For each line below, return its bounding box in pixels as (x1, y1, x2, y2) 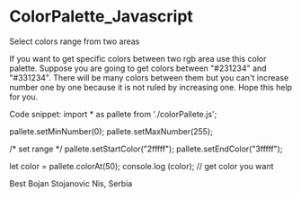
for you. (9, 91, 39, 102)
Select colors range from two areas (9, 36, 140, 47)
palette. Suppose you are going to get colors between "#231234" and (9, 63, 267, 73)
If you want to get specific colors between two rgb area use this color (9, 53, 267, 64)
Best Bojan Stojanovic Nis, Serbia (9, 177, 133, 189)
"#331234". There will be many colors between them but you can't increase (9, 72, 289, 82)
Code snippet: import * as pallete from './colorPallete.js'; (9, 108, 217, 119)
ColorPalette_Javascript (9, 6, 193, 27)
